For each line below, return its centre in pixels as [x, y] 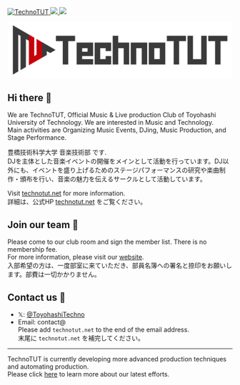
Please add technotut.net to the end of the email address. [103, 329]
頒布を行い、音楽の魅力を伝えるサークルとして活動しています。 [113, 179]
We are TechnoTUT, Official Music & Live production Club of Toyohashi [112, 115]
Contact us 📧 [37, 297]
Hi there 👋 [30, 97]
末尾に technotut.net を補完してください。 [81, 338]
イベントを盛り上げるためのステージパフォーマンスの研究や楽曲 [126, 170]
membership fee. [32, 250]
